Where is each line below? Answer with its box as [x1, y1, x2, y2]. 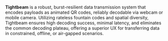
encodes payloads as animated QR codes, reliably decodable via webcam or [5, 9, 163, 15]
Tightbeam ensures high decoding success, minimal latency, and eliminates [5, 20, 161, 26]
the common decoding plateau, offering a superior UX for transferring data [5, 25, 159, 31]
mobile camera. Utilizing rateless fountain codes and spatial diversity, [5, 15, 149, 20]
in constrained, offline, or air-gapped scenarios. [5, 31, 104, 36]
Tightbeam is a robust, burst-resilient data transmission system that [5, 4, 146, 10]
